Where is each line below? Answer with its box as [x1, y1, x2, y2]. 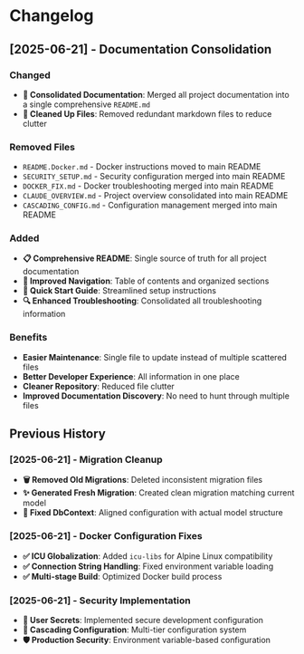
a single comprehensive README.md [22, 99, 151, 110]
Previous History [9, 427, 106, 442]
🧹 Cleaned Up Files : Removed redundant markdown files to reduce [22, 108, 272, 119]
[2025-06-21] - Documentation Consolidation [9, 42, 272, 57]
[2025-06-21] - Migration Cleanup [9, 454, 163, 466]
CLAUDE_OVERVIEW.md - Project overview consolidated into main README [22, 190, 289, 201]
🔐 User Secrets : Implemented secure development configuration [22, 615, 264, 626]
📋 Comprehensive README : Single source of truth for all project [22, 253, 267, 264]
